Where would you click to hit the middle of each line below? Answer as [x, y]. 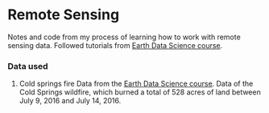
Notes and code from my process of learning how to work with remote [124, 37]
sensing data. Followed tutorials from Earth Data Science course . [115, 45]
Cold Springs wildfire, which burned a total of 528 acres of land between [140, 92]
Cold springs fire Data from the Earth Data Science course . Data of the [136, 84]
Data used [28, 66]
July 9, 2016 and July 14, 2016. [70, 101]
